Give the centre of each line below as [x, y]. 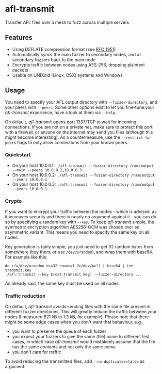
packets [20, 70]
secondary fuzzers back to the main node [54, 60]
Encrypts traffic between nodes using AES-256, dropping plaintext [78, 65]
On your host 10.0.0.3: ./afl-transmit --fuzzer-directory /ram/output [83, 184]
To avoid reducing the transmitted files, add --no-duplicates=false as [75, 361]
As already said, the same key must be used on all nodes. [63, 284]
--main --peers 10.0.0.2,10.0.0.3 [47, 170]
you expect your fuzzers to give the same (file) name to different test [81, 337]
